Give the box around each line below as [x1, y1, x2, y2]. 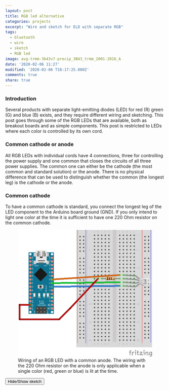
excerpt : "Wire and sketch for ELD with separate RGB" [5, 24, 123, 29]
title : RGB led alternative [5, 13, 65, 19]
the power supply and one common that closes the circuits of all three [5, 158, 151, 164]
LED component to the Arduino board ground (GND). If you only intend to [5, 208, 158, 215]
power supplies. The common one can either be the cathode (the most [5, 163, 153, 169]
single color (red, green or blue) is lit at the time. [18, 368, 118, 374]
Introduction [5, 95, 36, 102]
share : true [5, 78, 30, 83]
